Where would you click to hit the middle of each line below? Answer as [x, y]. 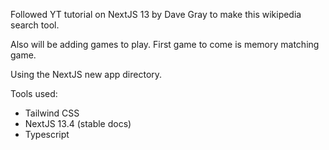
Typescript [47, 134]
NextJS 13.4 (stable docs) [78, 123]
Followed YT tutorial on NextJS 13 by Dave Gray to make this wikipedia [156, 14]
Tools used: [34, 93]
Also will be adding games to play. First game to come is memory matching [165, 44]
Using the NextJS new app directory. [86, 74]
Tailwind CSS [52, 113]
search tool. [35, 25]
